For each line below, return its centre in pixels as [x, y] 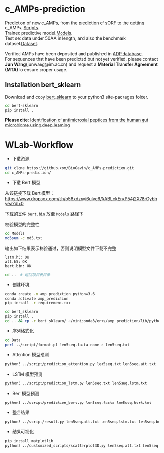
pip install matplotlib [29, 441]
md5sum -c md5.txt [24, 238]
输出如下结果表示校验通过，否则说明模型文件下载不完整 [61, 248]
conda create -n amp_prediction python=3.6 [50, 294]
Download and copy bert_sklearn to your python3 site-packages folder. [77, 97]
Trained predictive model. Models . [39, 33]
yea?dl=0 [14, 204]
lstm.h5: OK [17, 257]
